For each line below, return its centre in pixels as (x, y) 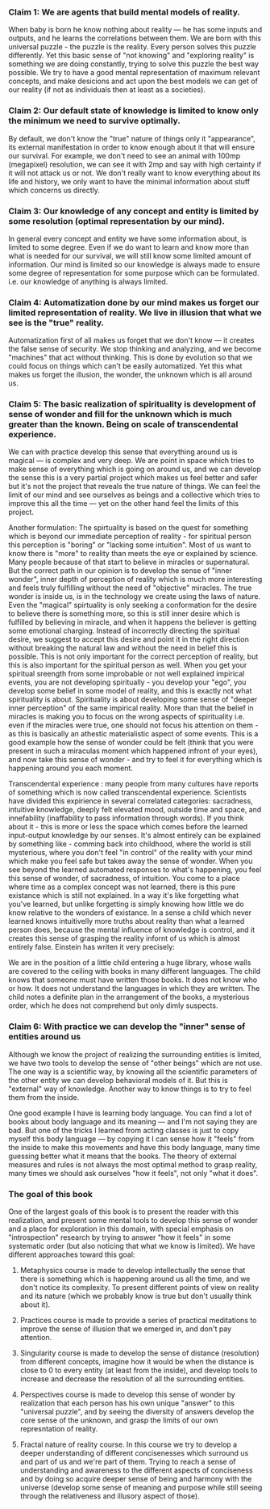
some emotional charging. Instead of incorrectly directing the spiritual (124, 631)
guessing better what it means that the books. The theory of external (123, 1156)
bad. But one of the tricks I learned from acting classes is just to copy (124, 1130)
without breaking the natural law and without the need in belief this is (123, 648)
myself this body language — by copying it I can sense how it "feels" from (131, 1139)
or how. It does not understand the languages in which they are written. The (134, 988)
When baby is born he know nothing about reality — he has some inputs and (135, 30)
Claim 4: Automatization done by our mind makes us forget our (134, 302)
